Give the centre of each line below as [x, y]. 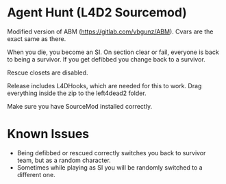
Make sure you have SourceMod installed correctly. [80, 106]
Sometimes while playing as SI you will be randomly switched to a [110, 167]
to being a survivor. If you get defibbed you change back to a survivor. [106, 59]
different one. [36, 174]
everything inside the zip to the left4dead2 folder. [77, 93]
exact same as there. [37, 38]
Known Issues [48, 134]
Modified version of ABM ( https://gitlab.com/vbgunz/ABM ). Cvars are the [110, 31]
